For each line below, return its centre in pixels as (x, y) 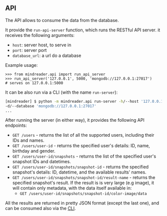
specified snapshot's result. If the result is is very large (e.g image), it (83, 183)
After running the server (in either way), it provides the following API (75, 120)
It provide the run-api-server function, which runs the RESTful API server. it (83, 30)
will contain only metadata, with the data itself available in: (72, 188)
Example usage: (22, 65)
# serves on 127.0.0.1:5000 (34, 83)
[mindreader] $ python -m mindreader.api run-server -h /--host (72, 101)
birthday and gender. (34, 151)
